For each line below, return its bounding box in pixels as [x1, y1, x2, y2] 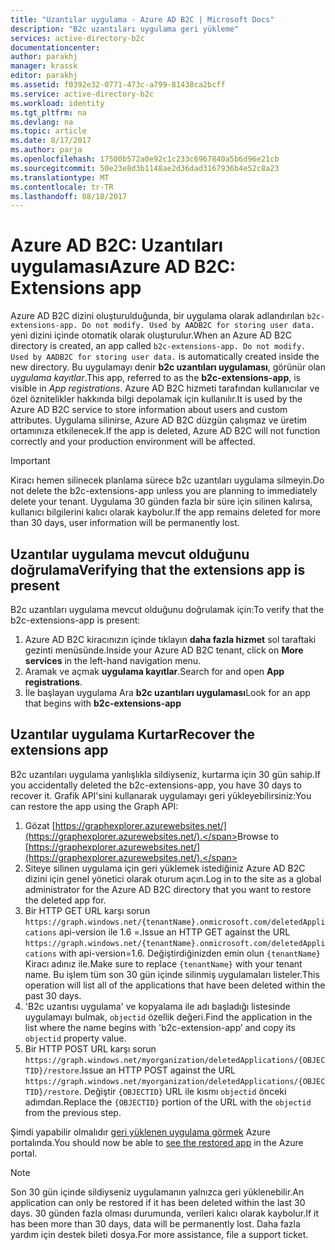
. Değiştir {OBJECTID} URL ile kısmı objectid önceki [78, 1085, 287, 1097]
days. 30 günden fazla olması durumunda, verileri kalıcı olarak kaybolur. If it [10, 1207, 320, 1219]
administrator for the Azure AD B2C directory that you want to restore [24, 883, 312, 895]
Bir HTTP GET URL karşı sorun [24, 904, 151, 916]
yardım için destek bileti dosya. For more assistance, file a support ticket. [10, 1228, 309, 1240]
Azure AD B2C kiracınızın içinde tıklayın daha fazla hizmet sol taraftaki [24, 634, 317, 645]
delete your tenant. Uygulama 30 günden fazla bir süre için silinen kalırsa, [10, 496, 313, 508]
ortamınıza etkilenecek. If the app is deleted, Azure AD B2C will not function [10, 425, 321, 437]
